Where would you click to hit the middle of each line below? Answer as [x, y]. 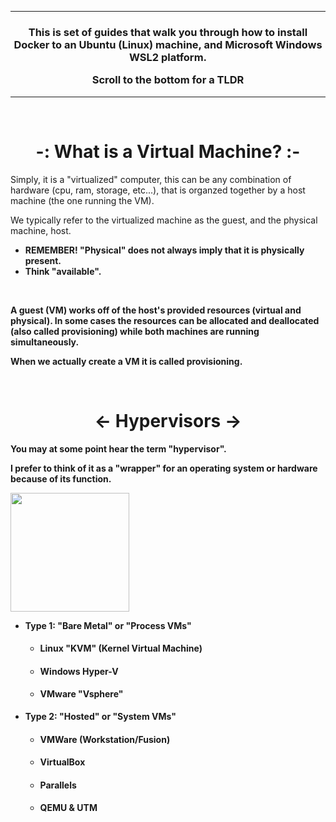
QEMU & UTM [68, 808]
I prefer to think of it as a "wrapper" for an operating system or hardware [164, 468]
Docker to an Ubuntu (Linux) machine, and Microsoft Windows [168, 44]
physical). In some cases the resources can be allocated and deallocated [165, 320]
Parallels [58, 785]
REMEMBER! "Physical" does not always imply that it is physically [164, 250]
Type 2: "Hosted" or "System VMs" [100, 716]
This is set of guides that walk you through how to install [168, 32]
